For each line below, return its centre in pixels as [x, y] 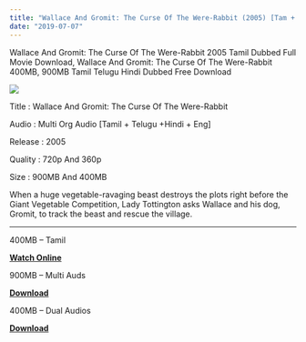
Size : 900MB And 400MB [58, 176]
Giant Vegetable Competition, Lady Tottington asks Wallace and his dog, [145, 204]
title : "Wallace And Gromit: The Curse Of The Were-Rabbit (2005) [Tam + [153, 18]
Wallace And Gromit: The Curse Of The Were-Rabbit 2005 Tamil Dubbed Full [153, 52]
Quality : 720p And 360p [56, 159]
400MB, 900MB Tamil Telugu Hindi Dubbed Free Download [121, 71]
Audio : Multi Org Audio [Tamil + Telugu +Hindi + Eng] [110, 124]
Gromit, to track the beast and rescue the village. [101, 214]
